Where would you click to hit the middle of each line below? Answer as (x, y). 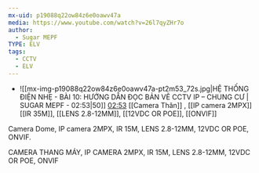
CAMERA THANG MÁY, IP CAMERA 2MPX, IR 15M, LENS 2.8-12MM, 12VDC (129, 152)
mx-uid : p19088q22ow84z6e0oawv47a (65, 15)
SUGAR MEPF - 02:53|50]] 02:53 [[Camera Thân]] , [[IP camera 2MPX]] (136, 105)
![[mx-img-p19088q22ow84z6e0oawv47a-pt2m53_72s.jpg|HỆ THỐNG (134, 88)
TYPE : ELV (24, 45)
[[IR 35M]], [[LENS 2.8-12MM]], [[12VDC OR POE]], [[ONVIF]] (118, 114)
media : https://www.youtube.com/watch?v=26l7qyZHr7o (96, 23)
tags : (17, 52)
